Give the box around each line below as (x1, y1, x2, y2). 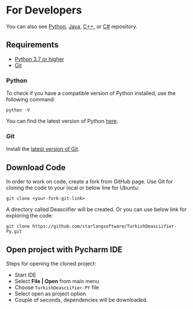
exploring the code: (6, 212, 53, 219)
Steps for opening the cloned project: (6, 260, 97, 267)
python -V (6, 107, 31, 113)
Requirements (6, 40, 59, 50)
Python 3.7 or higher (14, 55, 65, 62)
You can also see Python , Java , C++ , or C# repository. (6, 23, 138, 30)
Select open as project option (14, 290, 86, 297)
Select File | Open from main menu (14, 277, 100, 284)
